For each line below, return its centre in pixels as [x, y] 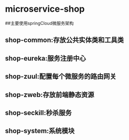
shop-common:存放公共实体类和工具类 [64, 40]
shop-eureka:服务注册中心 [46, 58]
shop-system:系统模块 [40, 131]
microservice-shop [45, 9]
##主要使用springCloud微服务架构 [40, 23]
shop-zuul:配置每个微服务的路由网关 [61, 77]
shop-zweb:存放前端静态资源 [50, 95]
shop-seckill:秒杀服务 [38, 113]
